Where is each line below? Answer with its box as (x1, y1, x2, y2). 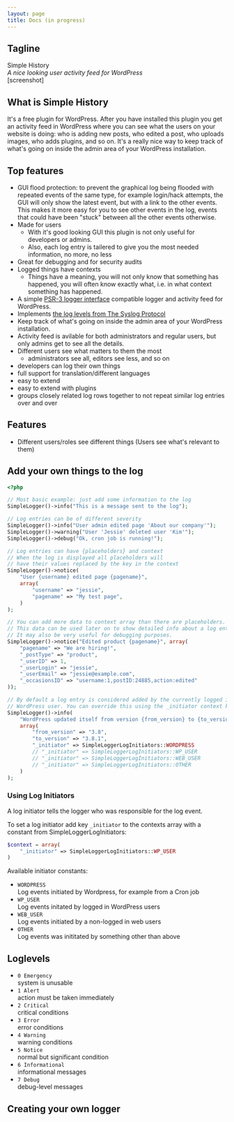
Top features (7, 165, 64, 177)
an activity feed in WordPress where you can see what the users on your (7, 122, 216, 131)
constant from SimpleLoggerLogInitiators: (7, 828, 127, 836)
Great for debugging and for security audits (17, 257, 143, 266)
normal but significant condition (17, 1053, 109, 1061)
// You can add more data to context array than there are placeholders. (7, 619, 226, 626)
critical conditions (17, 1008, 69, 1017)
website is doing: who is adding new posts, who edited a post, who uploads (7, 130, 224, 138)
